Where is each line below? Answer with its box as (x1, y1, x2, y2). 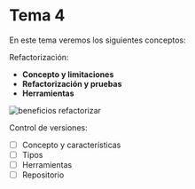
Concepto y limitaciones (21, 68, 114, 80)
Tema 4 (9, 5, 66, 26)
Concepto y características (21, 139, 121, 150)
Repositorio (21, 169, 65, 180)
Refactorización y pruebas (21, 78, 122, 89)
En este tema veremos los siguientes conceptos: (9, 35, 186, 45)
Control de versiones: (9, 122, 88, 133)
